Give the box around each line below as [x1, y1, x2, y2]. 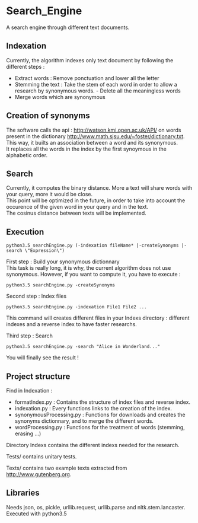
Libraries [6, 488, 40, 498]
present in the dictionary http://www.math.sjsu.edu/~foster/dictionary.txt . [6, 132, 185, 140]
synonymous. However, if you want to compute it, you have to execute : [6, 271, 181, 278]
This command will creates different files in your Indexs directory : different [6, 314, 190, 321]
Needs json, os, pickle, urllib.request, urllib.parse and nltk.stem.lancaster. [6, 503, 186, 511]
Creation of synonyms [6, 111, 90, 121]
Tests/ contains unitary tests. [6, 453, 77, 460]
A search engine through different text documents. [6, 24, 130, 31]
